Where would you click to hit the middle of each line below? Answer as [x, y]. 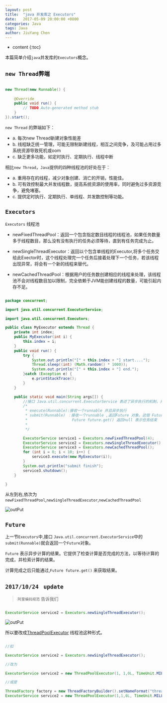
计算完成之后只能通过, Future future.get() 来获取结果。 [63, 570]
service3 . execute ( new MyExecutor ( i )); [72, 457]
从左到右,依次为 [21, 494]
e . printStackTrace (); [54, 379]
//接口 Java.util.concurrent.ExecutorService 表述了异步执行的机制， [92, 402]
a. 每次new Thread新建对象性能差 [47, 138]
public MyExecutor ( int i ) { [43, 337]
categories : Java [23, 24]
